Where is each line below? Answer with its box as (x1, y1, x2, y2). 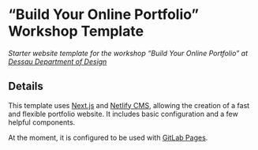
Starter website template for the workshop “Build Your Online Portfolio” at (8, 48, 249, 58)
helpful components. (8, 117, 76, 127)
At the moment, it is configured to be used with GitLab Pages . (8, 133, 208, 142)
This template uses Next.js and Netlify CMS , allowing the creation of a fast (8, 100, 250, 110)
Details (8, 80, 43, 93)
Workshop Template (8, 22, 144, 40)
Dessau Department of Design (8, 57, 107, 66)
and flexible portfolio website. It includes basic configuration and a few (8, 109, 238, 118)
